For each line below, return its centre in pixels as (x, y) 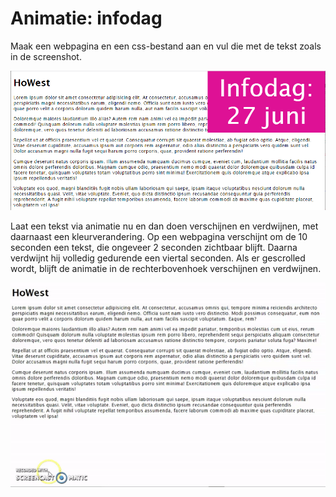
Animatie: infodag (86, 18)
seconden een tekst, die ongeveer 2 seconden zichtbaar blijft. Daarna (154, 247)
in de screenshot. (46, 56)
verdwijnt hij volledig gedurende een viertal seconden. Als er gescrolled (158, 258)
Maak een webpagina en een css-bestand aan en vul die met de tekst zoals (166, 46)
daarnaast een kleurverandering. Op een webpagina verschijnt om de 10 (159, 236)
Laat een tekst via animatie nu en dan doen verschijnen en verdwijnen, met (164, 226)
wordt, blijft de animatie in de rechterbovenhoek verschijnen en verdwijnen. (166, 268)
